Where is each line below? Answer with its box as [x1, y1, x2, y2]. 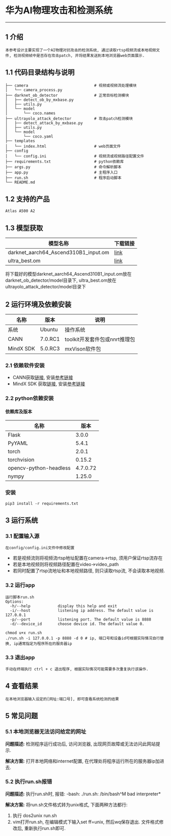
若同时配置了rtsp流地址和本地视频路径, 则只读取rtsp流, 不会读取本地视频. [12, 568, 165, 574]
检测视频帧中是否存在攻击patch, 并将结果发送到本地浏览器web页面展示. [13, 53, 145, 58]
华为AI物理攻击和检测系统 [5, 5, 113, 16]
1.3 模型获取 [5, 224, 43, 232]
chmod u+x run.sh [5, 630, 42, 635]
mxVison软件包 [65, 345, 101, 352]
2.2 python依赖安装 [5, 395, 54, 402]
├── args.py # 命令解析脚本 [5, 164, 122, 170]
